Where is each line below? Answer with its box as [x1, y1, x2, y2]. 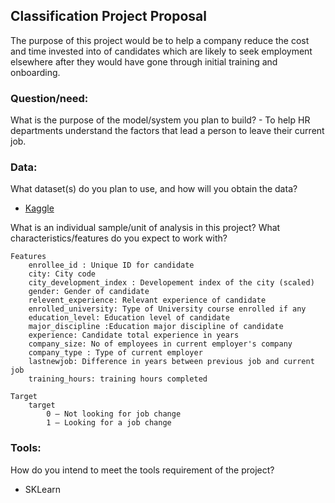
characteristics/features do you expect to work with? [10, 232, 228, 244]
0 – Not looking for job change [46, 409, 182, 419]
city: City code [28, 269, 97, 279]
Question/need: [10, 91, 89, 105]
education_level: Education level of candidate [28, 313, 230, 323]
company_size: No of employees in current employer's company [28, 339, 293, 349]
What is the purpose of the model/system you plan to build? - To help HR [10, 114, 311, 126]
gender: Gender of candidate [28, 287, 150, 297]
